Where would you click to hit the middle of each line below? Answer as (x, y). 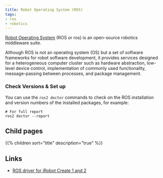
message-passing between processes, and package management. (73, 74)
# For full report (24, 112)
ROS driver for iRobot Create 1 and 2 (49, 171)
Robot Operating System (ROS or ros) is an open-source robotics (71, 38)
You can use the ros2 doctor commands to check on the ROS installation (80, 97)
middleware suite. (23, 43)
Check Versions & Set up (35, 86)
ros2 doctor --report (27, 116)
